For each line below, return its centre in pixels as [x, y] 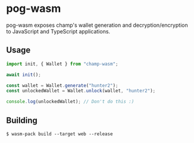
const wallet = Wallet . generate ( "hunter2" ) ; [62, 85]
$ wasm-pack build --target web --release [60, 134]
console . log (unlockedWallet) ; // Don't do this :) [70, 102]
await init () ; [24, 74]
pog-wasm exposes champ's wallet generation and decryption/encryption [97, 25]
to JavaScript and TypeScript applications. [58, 31]
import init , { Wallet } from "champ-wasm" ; [62, 64]
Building [22, 120]
